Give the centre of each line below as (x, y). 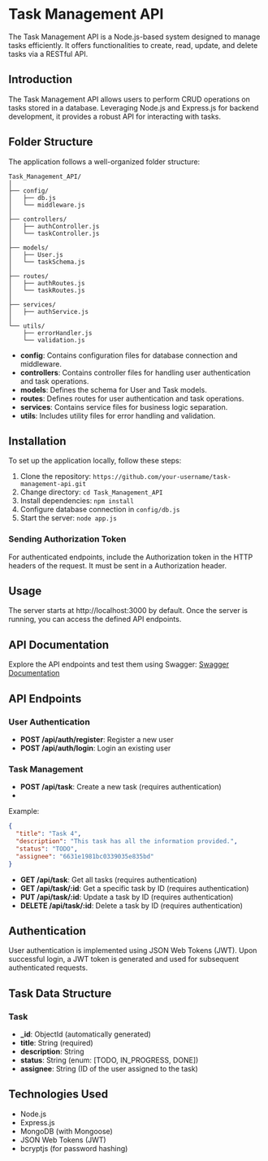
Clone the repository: (56, 476)
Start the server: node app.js (69, 518)
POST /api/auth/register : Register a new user (97, 739)
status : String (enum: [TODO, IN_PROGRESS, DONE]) (109, 1060)
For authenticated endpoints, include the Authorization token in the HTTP (131, 557)
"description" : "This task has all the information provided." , (127, 841)
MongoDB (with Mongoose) (67, 1131)
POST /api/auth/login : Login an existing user (95, 748)
